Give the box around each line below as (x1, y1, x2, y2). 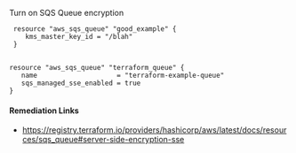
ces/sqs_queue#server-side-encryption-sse (21, 134, 185, 145)
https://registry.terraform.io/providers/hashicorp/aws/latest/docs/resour (21, 125, 287, 135)
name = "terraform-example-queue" (20, 71, 225, 80)
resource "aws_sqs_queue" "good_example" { (12, 25, 177, 34)
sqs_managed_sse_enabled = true (20, 79, 141, 88)
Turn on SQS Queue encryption (9, 8, 124, 18)
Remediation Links (9, 105, 80, 116)
